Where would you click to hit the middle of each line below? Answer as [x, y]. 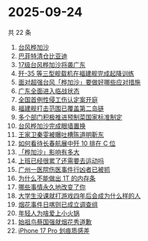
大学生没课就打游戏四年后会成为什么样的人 [79, 196]
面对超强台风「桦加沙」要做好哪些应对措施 [79, 82]
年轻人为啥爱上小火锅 [49, 213]
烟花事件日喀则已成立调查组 [58, 204]
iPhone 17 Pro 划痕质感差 [54, 231]
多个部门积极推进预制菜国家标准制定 [70, 117]
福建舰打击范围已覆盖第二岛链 [61, 108]
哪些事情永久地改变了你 [52, 187]
